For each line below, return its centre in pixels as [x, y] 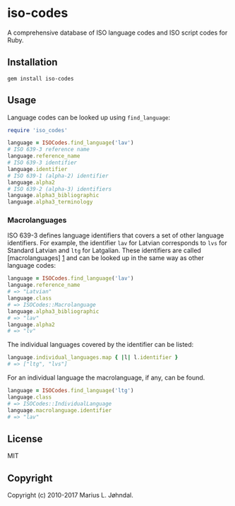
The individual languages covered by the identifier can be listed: [101, 345]
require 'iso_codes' [38, 130]
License [25, 439]
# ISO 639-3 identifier [42, 163]
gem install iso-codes [41, 78]
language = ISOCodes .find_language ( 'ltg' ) [71, 391]
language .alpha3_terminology [50, 202]
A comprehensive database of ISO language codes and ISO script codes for [117, 33]
